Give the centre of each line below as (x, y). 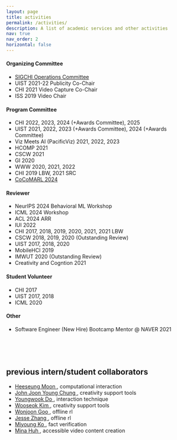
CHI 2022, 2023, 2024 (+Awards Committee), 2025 (77, 123)
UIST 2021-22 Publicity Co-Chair (55, 83)
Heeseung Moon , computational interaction (68, 386)
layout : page (22, 12)
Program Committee (32, 109)
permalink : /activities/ (37, 23)
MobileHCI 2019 (34, 251)
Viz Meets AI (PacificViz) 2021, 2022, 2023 (67, 142)
